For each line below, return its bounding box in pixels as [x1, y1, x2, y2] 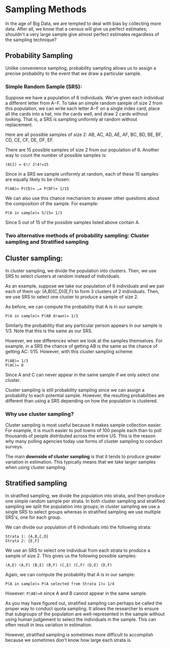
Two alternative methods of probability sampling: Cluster [5, 232, 149, 239]
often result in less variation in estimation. [5, 622, 92, 628]
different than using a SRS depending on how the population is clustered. [5, 398, 158, 404]
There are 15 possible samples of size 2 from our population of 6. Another [5, 147, 159, 153]
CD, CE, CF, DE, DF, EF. [5, 137, 54, 143]
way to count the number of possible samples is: [5, 152, 107, 158]
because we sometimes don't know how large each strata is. [5, 637, 132, 643]
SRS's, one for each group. [5, 514, 62, 520]
